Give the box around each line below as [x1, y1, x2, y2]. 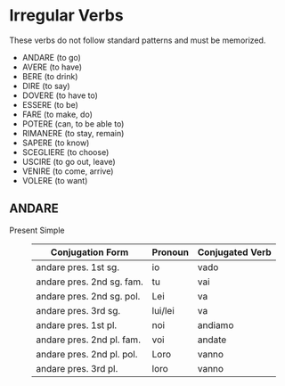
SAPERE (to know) [21, 137, 90, 148]
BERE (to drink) [21, 70, 78, 81]
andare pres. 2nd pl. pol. [36, 348, 138, 360]
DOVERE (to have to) [21, 90, 98, 101]
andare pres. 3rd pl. [36, 362, 118, 374]
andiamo [197, 318, 234, 331]
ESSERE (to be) [21, 99, 78, 110]
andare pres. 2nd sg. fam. [36, 275, 144, 288]
